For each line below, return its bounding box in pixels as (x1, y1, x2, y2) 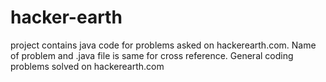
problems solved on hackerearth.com (10, 60, 165, 72)
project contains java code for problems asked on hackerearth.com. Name (10, 39, 317, 51)
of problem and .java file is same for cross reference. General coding (10, 49, 294, 61)
